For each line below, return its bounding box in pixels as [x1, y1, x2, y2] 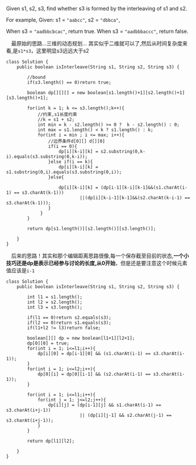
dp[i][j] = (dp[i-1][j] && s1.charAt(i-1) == [48, 402, 161, 408]
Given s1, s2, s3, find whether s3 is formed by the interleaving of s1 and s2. [6, 5, 188, 12]
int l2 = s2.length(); [27, 299, 83, 305]
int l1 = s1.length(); [27, 294, 83, 300]
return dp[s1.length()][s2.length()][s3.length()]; [27, 226, 157, 232]
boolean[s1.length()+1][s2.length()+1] [87, 90, 185, 96]
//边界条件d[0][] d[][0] [48, 138, 106, 144]
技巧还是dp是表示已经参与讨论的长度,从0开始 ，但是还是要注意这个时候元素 [6, 260, 188, 266]
